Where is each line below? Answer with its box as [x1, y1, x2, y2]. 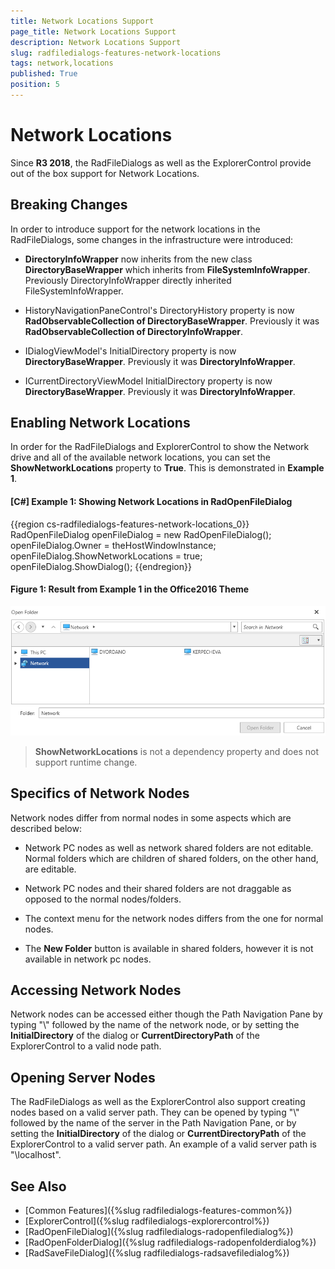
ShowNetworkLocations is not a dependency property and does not [34, 745, 319, 757]
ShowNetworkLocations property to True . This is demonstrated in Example [10, 462, 325, 474]
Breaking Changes [10, 196, 128, 214]
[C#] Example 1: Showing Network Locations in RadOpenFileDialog [10, 496, 293, 508]
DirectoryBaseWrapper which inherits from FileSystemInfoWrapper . [24, 263, 311, 275]
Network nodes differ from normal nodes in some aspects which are [10, 811, 292, 824]
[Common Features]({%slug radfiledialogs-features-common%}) [24, 1205, 293, 1216]
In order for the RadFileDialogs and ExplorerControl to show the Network [10, 441, 310, 453]
